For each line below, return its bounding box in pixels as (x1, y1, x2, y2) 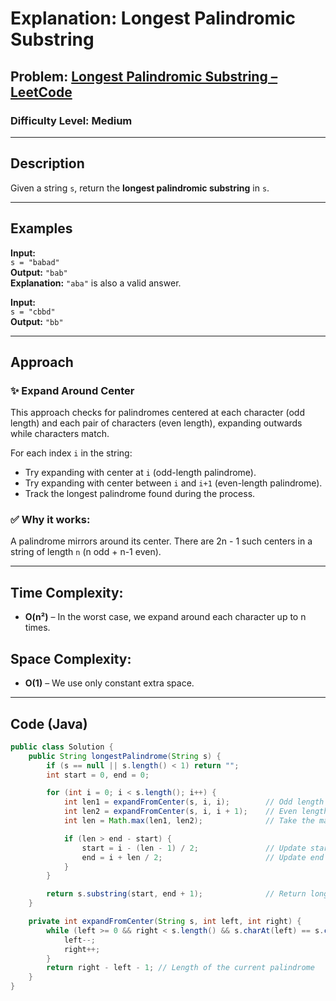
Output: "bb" (10, 315, 64, 327)
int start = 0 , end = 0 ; (46, 770, 150, 780)
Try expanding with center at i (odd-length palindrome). (24, 467, 257, 479)
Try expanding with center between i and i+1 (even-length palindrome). (24, 477, 323, 489)
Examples (10, 220, 73, 237)
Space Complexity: (10, 650, 132, 667)
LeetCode (10, 83, 73, 101)
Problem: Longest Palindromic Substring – (10, 68, 278, 85)
